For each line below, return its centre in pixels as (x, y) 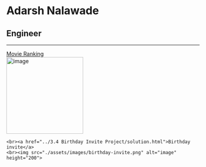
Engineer (24, 33)
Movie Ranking (25, 54)
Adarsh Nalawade (53, 11)
